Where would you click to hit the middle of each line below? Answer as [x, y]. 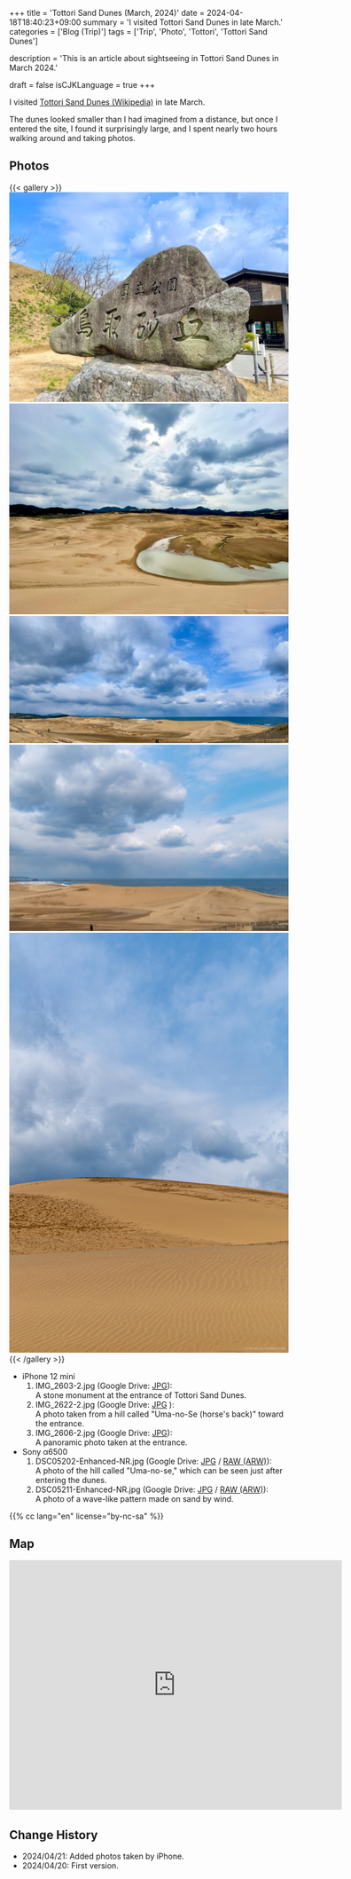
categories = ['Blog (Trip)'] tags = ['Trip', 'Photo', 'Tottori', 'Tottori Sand [138, 32]
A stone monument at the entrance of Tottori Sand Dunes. [140, 1395]
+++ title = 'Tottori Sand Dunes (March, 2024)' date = [107, 13]
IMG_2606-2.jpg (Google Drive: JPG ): [104, 1433]
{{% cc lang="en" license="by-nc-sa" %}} [86, 1516]
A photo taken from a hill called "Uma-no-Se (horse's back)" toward [159, 1414]
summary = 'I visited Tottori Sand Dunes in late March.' [183, 22]
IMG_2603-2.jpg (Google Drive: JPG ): [104, 1386]
